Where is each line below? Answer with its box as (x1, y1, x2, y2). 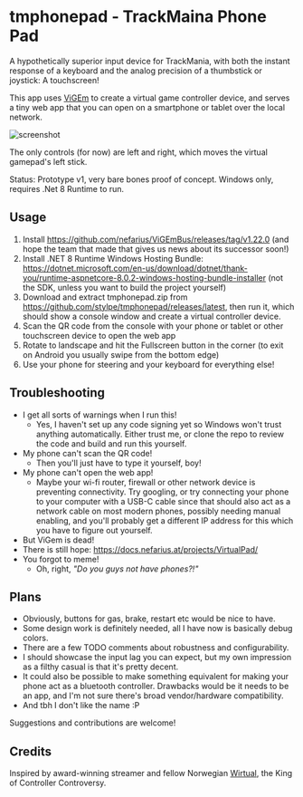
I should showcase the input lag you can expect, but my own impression (22, 652, 292, 663)
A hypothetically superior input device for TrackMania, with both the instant (9, 55, 291, 66)
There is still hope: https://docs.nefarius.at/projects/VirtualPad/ (22, 543, 259, 554)
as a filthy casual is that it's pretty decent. (22, 661, 179, 672)
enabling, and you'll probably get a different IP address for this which (35, 514, 294, 526)
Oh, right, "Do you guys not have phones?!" (35, 563, 199, 574)
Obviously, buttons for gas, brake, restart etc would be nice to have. (22, 613, 276, 624)
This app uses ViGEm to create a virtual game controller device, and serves (9, 92, 290, 103)
